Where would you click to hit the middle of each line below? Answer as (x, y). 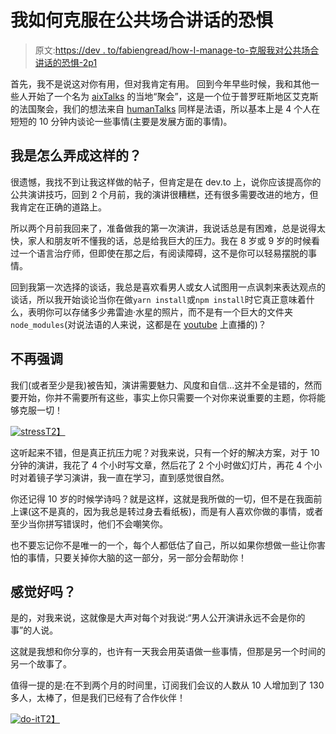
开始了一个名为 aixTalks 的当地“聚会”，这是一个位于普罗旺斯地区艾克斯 (173, 96)
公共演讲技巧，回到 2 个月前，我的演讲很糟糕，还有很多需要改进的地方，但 (164, 194)
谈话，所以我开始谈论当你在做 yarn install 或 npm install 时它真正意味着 (158, 299)
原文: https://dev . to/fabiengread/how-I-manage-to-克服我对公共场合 (177, 50)
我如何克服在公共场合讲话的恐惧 (142, 20)
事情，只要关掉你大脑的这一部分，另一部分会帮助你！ (137, 557)
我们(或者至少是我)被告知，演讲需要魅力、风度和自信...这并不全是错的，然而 (166, 385)
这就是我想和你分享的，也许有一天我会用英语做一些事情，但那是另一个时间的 (168, 652)
